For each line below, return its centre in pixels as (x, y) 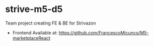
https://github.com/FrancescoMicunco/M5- (104, 32)
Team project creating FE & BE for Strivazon (51, 23)
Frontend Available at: (35, 32)
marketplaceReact (31, 38)
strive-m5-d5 (34, 9)
